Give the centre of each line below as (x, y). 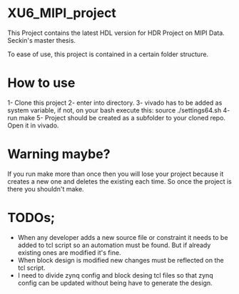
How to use (41, 83)
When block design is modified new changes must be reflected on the (121, 260)
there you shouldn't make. (46, 189)
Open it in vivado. (33, 125)
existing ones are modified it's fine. (69, 252)
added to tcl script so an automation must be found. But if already (114, 245)
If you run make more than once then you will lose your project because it (116, 174)
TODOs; (31, 218)
